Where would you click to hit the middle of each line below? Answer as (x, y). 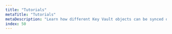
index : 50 (16, 24)
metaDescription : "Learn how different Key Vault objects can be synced (84, 19)
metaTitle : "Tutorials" (31, 14)
